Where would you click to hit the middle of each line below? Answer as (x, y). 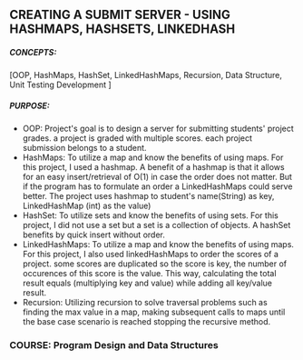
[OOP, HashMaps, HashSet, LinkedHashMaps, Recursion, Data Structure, (146, 75)
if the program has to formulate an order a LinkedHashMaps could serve (157, 186)
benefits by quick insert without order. (93, 235)
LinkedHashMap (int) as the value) (87, 206)
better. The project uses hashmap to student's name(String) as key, (148, 196)
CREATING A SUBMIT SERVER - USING (120, 15)
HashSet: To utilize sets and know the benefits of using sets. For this (150, 215)
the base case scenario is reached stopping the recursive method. (146, 322)
